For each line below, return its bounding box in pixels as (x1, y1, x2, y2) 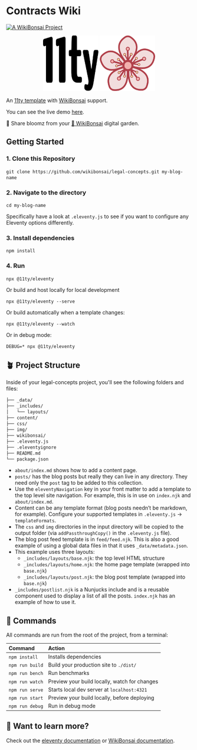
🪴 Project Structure (6, 360, 81, 370)
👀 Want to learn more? (6, 721, 90, 731)
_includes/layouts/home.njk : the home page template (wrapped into (23, 561, 191, 568)
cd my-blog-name (6, 202, 46, 208)
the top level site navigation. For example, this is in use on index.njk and (14, 492, 191, 499)
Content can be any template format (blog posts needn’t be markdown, (14, 504, 188, 512)
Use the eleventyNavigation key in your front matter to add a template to (14, 486, 192, 493)
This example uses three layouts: (14, 548, 96, 556)
